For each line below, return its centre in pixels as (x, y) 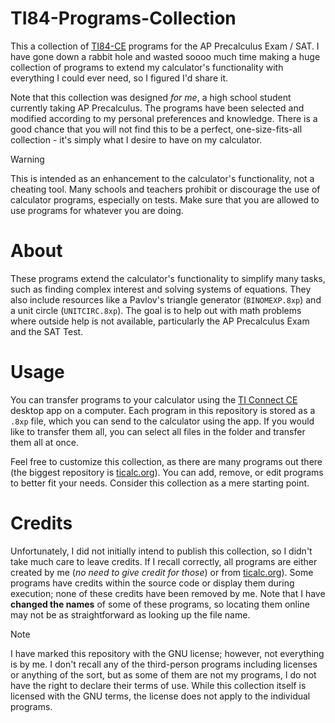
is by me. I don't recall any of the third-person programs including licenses (164, 664)
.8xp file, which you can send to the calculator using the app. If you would (162, 421)
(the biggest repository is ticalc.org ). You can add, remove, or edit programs (167, 472)
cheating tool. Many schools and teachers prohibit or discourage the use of (165, 189)
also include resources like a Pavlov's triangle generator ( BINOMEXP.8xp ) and (166, 299)
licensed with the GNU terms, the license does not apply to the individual (160, 696)
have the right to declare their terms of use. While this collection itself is (158, 685)
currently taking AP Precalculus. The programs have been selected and (157, 108)
